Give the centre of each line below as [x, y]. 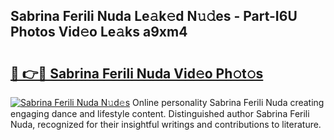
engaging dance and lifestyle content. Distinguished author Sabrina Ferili [160, 113]
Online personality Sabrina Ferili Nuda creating [228, 102]
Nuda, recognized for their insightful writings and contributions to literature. [166, 124]
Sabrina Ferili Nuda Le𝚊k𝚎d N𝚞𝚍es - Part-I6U [154, 16]
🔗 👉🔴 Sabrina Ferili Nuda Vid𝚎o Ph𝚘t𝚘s [137, 73]
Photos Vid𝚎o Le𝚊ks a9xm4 [99, 32]
